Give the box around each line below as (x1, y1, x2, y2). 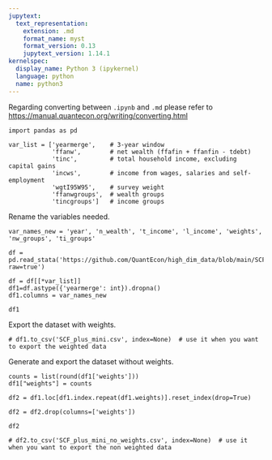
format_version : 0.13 (23, 42, 96, 50)
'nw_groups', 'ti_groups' (8, 234, 96, 243)
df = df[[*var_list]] (8, 277, 82, 285)
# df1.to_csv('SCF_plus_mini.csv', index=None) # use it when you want (8, 335, 259, 343)
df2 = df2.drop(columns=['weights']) (8, 407, 136, 416)
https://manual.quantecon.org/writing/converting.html (8, 110, 189, 120)
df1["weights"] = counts (8, 379, 92, 388)
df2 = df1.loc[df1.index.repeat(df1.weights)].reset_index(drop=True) (8, 393, 252, 402)
